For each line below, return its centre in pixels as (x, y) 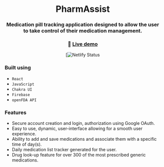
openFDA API (24, 100)
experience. (24, 134)
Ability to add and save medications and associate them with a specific (84, 139)
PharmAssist (83, 9)
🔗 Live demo (83, 44)
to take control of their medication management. (83, 31)
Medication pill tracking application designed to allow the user (83, 25)
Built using (18, 68)
